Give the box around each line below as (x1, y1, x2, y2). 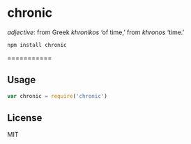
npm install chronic (7, 41, 68, 48)
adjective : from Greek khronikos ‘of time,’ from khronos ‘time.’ (7, 28, 185, 36)
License (7, 112, 43, 124)
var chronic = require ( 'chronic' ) (7, 92, 108, 99)
